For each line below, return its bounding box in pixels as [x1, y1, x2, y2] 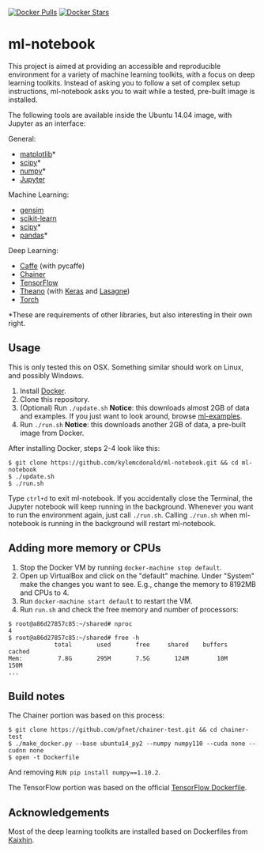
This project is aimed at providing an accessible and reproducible [8, 61, 221, 70]
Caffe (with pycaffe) [19, 261, 85, 271]
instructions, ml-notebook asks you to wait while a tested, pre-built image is [8, 86, 255, 96]
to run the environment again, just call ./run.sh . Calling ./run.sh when [8, 510, 238, 520]
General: [8, 134, 36, 143]
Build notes [8, 689, 66, 703]
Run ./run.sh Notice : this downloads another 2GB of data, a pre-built [19, 419, 247, 429]
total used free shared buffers [54, 641, 228, 649]
